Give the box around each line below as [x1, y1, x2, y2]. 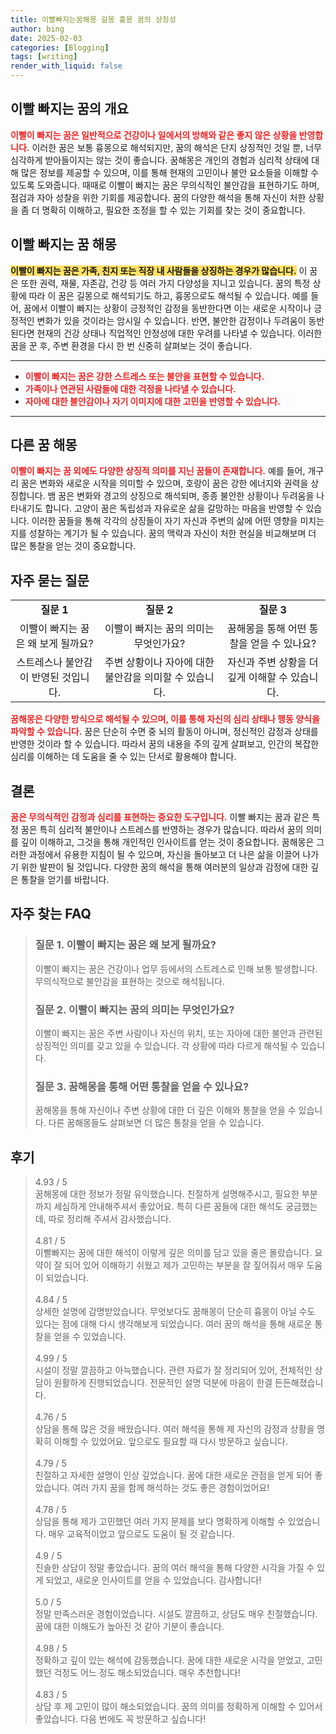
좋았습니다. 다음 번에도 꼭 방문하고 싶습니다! [34, 1713, 207, 1725]
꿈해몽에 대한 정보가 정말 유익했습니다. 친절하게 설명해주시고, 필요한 [34, 1188, 300, 1200]
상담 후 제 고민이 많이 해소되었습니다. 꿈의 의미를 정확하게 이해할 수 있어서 [34, 1701, 323, 1713]
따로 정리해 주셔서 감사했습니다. [48, 1213, 172, 1225]
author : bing [10, 24, 65, 34]
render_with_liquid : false [10, 61, 123, 71]
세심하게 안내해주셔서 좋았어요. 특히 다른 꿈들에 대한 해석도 [53, 1201, 283, 1213]
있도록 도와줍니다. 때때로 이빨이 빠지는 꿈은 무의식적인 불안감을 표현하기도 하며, [10, 179, 320, 191]
